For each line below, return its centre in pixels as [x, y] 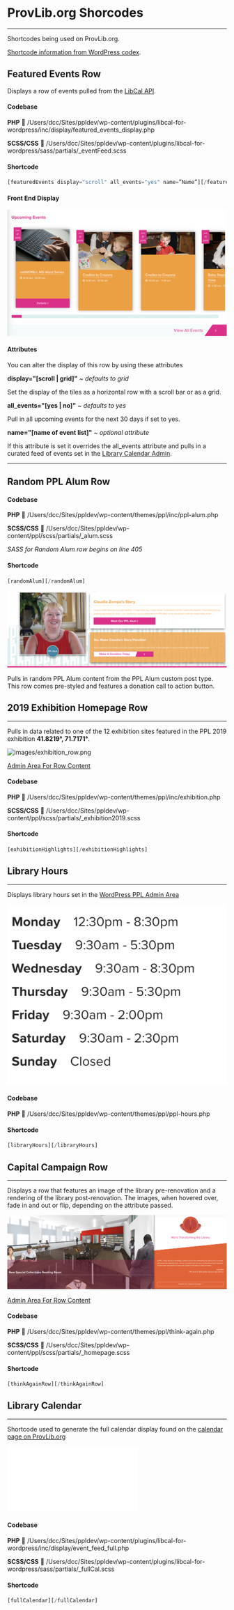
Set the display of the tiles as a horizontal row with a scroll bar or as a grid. [114, 392]
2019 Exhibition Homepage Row [78, 708]
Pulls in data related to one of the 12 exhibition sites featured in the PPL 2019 [117, 731]
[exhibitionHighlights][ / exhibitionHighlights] [78, 849]
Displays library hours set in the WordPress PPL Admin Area [93, 894]
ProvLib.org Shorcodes [76, 13]
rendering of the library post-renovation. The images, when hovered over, [113, 1197]
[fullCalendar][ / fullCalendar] [53, 1601]
